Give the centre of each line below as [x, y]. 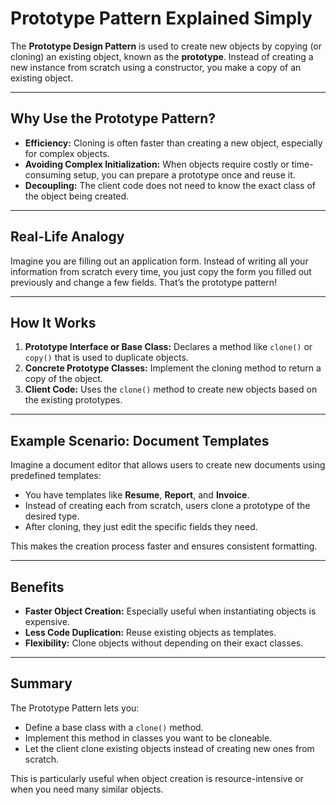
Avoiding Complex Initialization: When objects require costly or [157, 164]
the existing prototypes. [73, 400]
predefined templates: [56, 476]
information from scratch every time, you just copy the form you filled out [161, 271]
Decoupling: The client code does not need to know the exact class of [170, 185]
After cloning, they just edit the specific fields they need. [141, 527]
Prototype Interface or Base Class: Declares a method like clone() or [168, 347]
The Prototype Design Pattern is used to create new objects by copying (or [166, 46]
